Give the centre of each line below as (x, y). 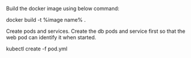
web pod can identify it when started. (51, 37)
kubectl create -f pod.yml (37, 49)
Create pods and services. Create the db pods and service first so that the (96, 31)
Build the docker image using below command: (63, 8)
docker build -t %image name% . (46, 20)
